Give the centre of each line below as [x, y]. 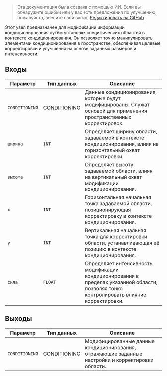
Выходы [19, 319]
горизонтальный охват [113, 150]
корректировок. [104, 123]
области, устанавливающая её [122, 243]
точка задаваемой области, [119, 203]
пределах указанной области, [121, 282]
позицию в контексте [111, 249]
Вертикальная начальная [116, 230]
